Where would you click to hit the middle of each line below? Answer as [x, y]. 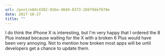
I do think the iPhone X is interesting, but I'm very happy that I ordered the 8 [83, 33]
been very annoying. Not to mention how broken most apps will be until [78, 43]
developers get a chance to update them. [47, 48]
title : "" [15, 19]
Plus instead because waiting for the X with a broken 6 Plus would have [78, 38]
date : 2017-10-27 [23, 14]
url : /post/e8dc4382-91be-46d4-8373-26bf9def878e [58, 10]
